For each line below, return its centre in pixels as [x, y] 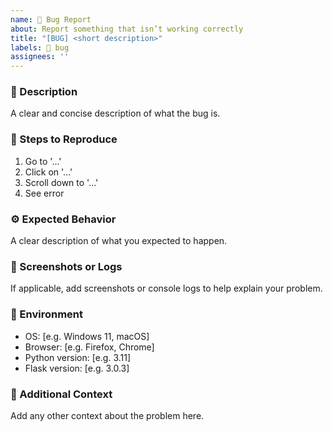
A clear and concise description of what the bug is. [115, 113]
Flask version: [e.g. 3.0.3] [77, 368]
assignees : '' [40, 57]
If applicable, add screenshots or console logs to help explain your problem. [166, 288]
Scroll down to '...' [61, 182]
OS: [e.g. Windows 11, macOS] [87, 336]
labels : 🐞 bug [40, 47]
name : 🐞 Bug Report [51, 19]
